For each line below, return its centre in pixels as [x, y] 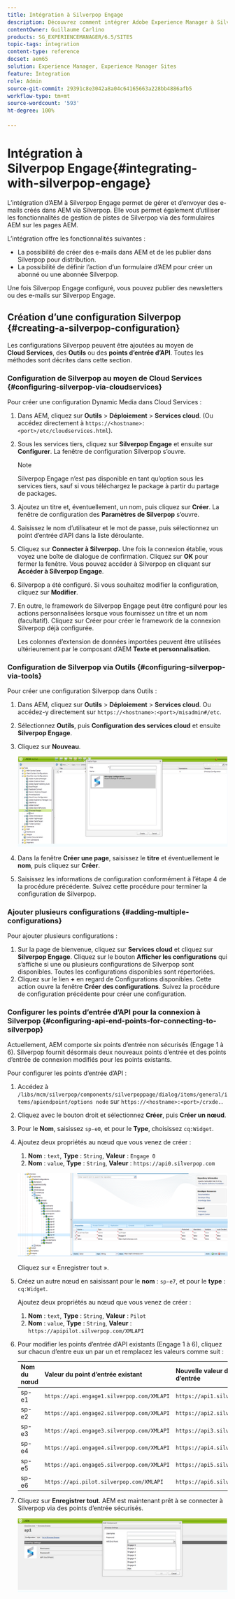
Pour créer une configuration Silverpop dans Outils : [82, 691]
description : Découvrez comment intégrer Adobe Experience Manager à [111, 22]
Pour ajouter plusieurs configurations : [62, 936]
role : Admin [24, 81]
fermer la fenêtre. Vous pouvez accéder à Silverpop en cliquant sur [114, 564]
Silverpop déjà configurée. [56, 628]
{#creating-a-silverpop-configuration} [94, 328]
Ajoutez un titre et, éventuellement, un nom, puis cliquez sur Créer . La [118, 506]
